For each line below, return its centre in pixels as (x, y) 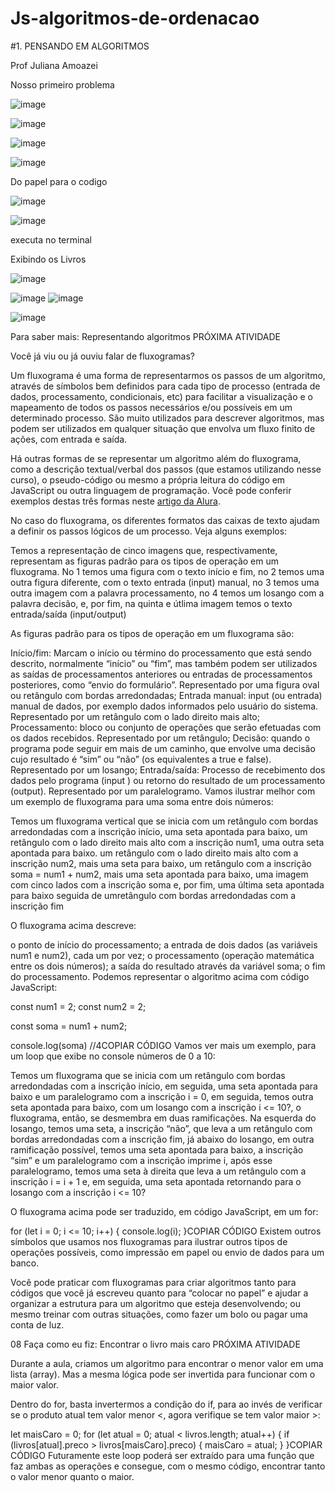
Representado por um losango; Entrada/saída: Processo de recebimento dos (168, 769)
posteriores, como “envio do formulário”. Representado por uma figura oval (165, 684)
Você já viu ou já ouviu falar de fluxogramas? (102, 356)
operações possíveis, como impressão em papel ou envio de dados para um (167, 1252)
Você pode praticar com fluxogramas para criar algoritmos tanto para (153, 1282)
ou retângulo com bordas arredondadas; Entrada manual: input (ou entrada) (166, 695)
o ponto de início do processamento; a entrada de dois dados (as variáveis (164, 944)
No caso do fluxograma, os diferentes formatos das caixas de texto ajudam (165, 520)
